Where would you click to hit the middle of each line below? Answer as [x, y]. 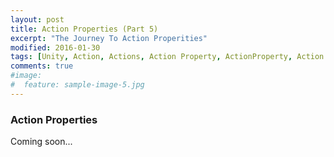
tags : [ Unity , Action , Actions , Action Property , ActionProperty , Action [167, 57]
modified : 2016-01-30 [55, 47]
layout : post [37, 19]
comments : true [42, 66]
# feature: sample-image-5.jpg [77, 85]
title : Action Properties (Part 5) [84, 29]
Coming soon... [41, 142]
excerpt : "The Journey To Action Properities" [109, 38]
